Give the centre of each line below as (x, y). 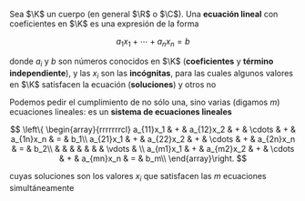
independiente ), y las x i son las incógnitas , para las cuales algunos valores (152, 74)
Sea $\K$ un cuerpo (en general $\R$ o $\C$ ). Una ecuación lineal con (144, 14)
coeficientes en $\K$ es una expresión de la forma (104, 24)
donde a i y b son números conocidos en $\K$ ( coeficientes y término (142, 62)
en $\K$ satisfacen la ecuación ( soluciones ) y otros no (113, 85)
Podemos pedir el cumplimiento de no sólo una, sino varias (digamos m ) (145, 102)
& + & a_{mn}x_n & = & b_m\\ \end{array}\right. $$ (153, 158)
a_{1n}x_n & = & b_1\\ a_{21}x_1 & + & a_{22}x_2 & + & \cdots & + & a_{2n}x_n (153, 139)
